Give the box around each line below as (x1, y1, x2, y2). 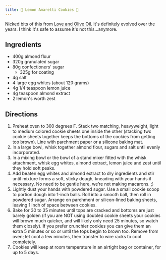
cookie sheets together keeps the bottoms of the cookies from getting (12, 134, 156, 140)
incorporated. (12, 150, 41, 156)
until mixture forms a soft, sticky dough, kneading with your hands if (12, 176, 152, 182)
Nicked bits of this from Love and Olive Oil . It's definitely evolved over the (5, 21, 155, 27)
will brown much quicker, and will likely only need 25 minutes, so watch (12, 218, 159, 224)
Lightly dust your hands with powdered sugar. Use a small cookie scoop (12, 186, 160, 192)
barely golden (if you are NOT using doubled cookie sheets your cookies (12, 212, 161, 218)
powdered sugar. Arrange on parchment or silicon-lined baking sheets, (12, 197, 157, 203)
